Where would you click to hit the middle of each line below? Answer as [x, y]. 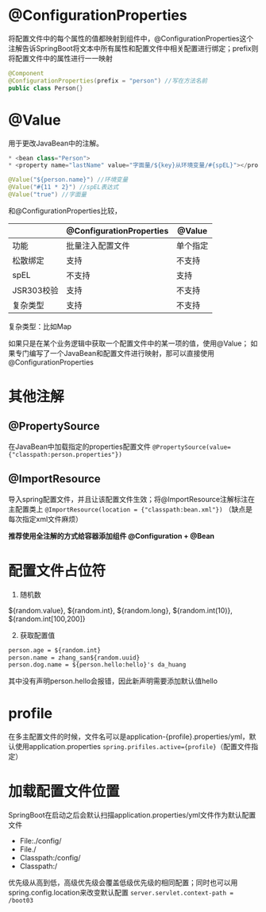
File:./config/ [40, 841]
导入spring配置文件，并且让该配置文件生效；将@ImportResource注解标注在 [132, 499]
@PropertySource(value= [192, 447]
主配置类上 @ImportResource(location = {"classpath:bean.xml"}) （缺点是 [130, 509]
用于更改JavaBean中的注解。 [56, 143]
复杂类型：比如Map [40, 326]
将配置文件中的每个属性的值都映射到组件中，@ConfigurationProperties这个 [131, 38]
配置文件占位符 [57, 571]
